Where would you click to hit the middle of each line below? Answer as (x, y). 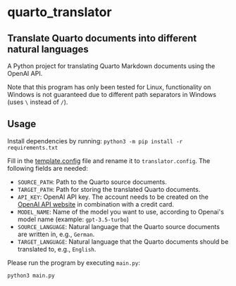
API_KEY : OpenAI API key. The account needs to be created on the (113, 197)
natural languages (48, 49)
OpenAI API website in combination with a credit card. (96, 204)
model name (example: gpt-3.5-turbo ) (73, 219)
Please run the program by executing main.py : (74, 262)
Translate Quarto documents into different (102, 38)
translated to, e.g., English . (57, 249)
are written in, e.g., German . (56, 234)
